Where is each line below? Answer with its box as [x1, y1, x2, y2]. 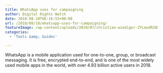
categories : [5, 30, 29, 35]
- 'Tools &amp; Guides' [9, 35, 57, 39]
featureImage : [5, 25, 34, 30]
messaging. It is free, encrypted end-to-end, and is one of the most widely [5, 57, 154, 63]
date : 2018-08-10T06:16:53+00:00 [5, 16, 73, 21]
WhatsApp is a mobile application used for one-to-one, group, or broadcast [5, 52, 156, 57]
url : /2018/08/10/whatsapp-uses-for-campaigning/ [5, 20, 108, 26]
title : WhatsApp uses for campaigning [5, 7, 83, 12]
